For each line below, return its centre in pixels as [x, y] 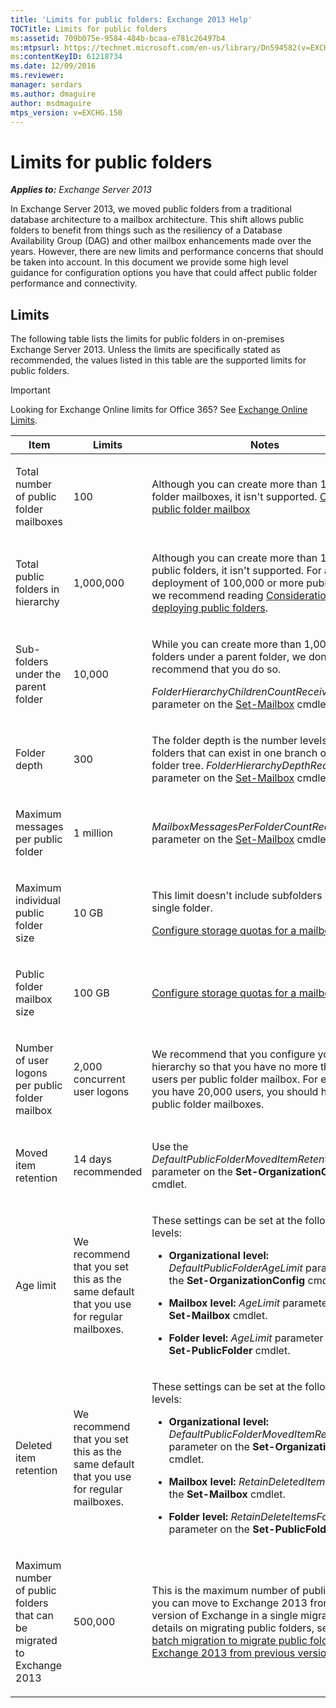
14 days [92, 1159]
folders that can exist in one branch [234, 753]
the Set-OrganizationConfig [237, 1281]
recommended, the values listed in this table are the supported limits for [158, 360]
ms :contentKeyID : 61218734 [66, 57]
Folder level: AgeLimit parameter [246, 1338]
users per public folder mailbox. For [234, 1079]
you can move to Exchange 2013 [229, 1603]
